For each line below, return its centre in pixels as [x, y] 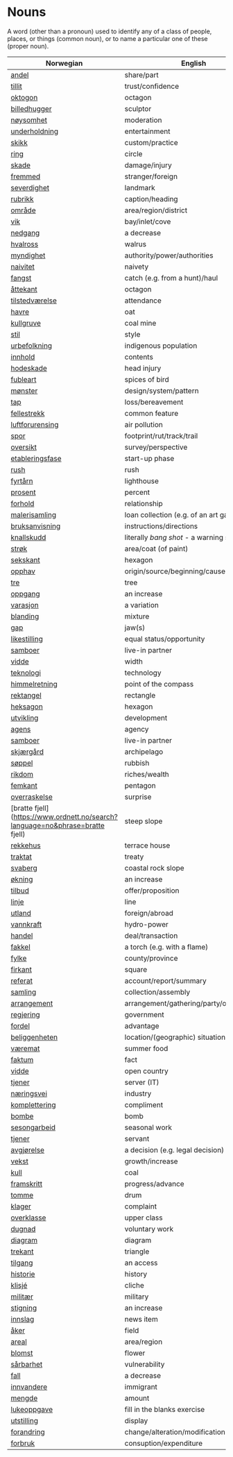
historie [23, 1274]
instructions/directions [161, 526]
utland [21, 913]
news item [141, 1319]
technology [143, 673]
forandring [28, 1432]
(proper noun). [28, 46]
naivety [137, 267]
